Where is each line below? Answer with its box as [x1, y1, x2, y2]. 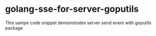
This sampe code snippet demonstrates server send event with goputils [5, 20, 152, 26]
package [5, 25, 23, 31]
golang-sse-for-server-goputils [5, 3, 139, 15]
